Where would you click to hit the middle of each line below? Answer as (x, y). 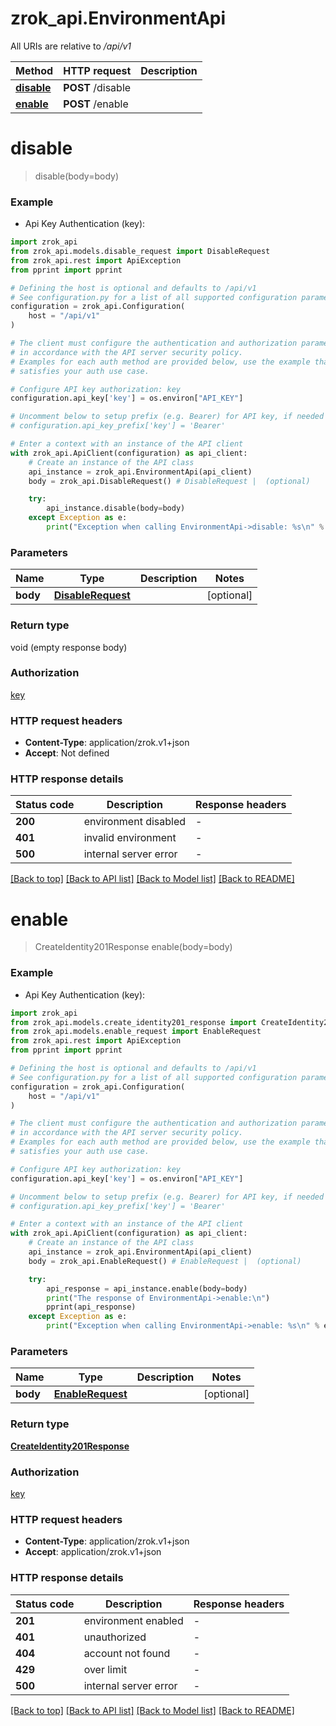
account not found (127, 1653)
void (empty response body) (69, 647)
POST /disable (97, 87)
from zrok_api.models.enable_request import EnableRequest (136, 1032)
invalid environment (130, 838)
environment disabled (135, 822)
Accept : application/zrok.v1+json (93, 1552)
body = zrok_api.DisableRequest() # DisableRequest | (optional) (169, 481)
